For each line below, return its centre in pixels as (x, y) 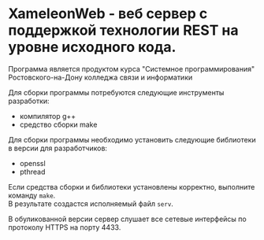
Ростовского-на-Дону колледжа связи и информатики (100, 77)
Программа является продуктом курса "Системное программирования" (132, 68)
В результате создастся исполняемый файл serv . (91, 203)
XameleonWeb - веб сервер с (108, 14)
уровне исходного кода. (92, 47)
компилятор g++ (48, 116)
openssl (32, 163)
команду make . (32, 195)
